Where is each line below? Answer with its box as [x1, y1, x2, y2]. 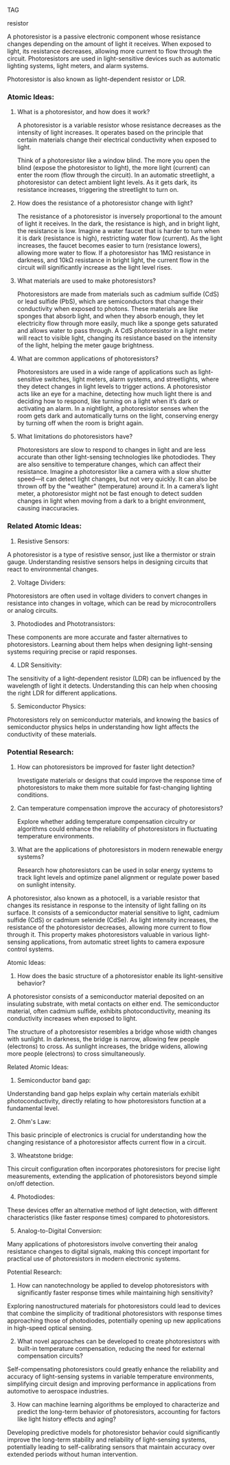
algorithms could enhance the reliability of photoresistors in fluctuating [16, 825, 218, 833]
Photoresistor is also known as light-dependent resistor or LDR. [7, 75, 187, 83]
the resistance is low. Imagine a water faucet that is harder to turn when [16, 227, 220, 235]
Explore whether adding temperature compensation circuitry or [16, 817, 196, 825]
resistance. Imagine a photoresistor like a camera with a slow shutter [16, 468, 211, 476]
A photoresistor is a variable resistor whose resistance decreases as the [16, 121, 222, 129]
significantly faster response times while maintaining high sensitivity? [16, 1288, 214, 1296]
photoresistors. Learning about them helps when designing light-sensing [7, 640, 213, 649]
